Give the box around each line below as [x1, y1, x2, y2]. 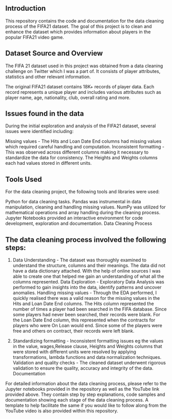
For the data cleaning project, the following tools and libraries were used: [5, 188, 160, 195]
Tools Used [5, 175, 42, 184]
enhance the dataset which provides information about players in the [5, 28, 151, 35]
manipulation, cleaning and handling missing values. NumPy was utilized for [5, 204, 166, 210]
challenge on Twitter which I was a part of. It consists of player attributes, [5, 68, 161, 74]
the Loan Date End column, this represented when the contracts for [12, 317, 156, 323]
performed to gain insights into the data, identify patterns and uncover [12, 284, 162, 291]
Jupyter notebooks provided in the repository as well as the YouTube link [5, 386, 160, 392]
